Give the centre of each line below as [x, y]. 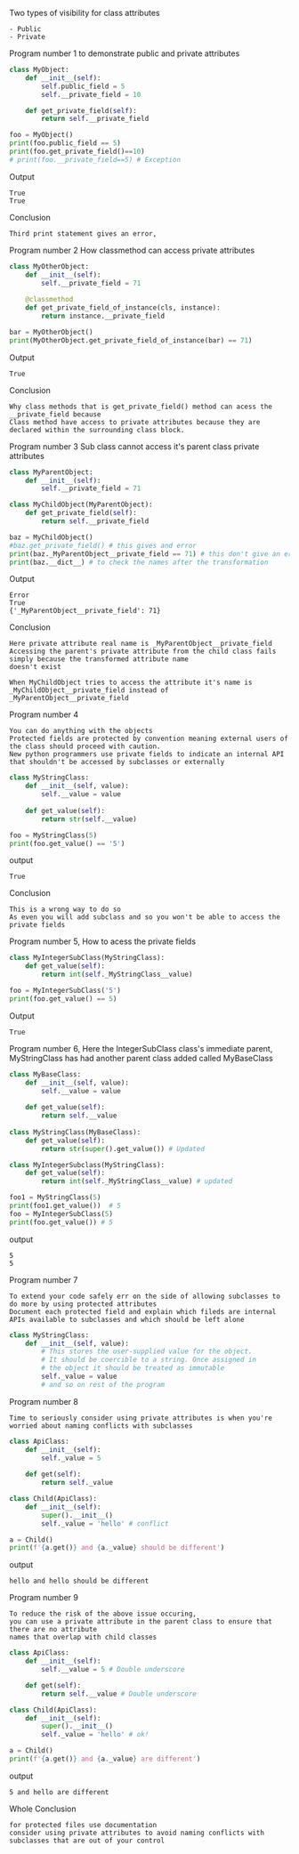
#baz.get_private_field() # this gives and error [103, 545]
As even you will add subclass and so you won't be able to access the [145, 917]
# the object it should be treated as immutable [133, 1368]
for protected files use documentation [83, 1825]
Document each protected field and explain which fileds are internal [143, 1311]
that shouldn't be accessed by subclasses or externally [117, 762]
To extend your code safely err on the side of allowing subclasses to [145, 1296]
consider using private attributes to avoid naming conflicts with [137, 1833]
